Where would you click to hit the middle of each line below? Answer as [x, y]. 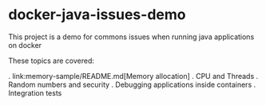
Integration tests [35, 92]
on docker [25, 45]
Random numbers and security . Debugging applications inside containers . [132, 84]
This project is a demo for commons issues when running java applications [131, 37]
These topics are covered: [51, 61]
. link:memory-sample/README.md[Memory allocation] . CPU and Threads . [133, 76]
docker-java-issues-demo [97, 15]
